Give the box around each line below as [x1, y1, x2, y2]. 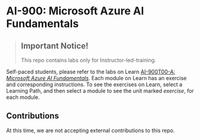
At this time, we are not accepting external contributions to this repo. [6, 127, 175, 134]
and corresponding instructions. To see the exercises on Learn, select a [6, 81, 183, 88]
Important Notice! [20, 41, 88, 51]
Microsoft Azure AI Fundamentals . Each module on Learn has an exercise [6, 75, 187, 81]
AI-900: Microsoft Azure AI [6, 4, 144, 18]
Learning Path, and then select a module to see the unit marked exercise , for [6, 87, 194, 94]
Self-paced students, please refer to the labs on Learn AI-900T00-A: [6, 68, 176, 75]
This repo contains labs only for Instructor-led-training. [20, 57, 156, 63]
